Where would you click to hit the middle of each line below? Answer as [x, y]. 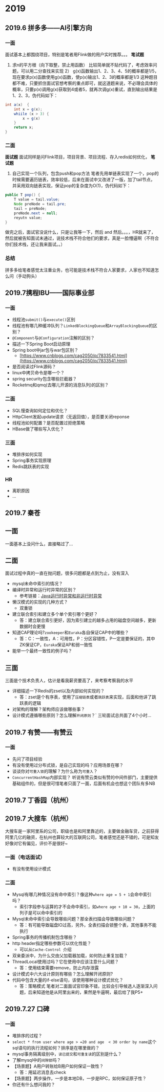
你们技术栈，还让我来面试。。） [35, 245]
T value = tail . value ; [37, 200]
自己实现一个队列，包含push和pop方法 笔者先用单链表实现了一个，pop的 [85, 174]
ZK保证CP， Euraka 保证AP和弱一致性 [56, 645]
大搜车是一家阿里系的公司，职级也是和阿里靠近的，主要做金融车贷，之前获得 [82, 831]
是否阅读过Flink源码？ [34, 367]
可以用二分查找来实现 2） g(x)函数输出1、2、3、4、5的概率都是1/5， [90, 71]
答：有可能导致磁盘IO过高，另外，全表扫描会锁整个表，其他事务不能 [88, 925]
